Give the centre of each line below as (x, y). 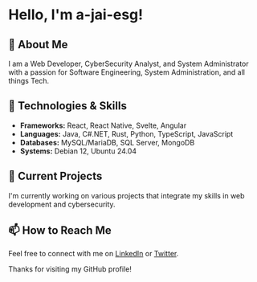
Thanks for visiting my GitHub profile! (70, 269)
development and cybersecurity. (62, 204)
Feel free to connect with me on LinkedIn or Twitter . (94, 254)
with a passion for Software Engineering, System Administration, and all (126, 72)
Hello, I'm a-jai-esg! (75, 15)
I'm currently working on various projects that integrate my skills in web (126, 195)
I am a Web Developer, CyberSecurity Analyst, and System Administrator (128, 63)
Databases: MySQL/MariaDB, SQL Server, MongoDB (107, 142)
